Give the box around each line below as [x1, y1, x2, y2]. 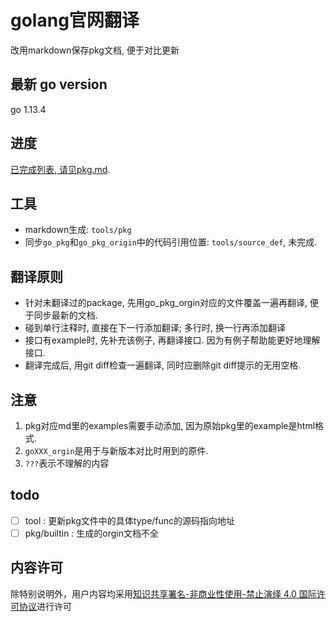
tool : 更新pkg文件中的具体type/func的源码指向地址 [24, 514, 236, 526]
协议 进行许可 [18, 600, 72, 612]
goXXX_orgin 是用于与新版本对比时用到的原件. [24, 445, 209, 456]
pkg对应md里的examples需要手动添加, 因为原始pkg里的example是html [24, 420, 316, 431]
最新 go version [10, 76, 108, 93]
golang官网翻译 [10, 9, 140, 32]
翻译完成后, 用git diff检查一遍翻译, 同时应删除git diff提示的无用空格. [24, 359, 302, 371]
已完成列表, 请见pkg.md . [10, 163, 111, 175]
